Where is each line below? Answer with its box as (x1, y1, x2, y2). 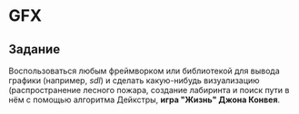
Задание (8, 42, 61, 57)
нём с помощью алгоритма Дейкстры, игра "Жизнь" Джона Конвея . (8, 94, 281, 105)
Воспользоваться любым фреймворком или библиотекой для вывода (8, 65, 281, 76)
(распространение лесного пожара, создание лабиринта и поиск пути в (8, 85, 290, 95)
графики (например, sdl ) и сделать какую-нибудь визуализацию (8, 75, 260, 86)
